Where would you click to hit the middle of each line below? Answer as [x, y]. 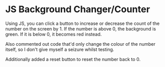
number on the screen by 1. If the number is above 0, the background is [81, 28]
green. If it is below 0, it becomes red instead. [54, 34]
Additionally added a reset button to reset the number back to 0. [73, 59]
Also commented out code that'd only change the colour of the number [80, 44]
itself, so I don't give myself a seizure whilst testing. [60, 49]
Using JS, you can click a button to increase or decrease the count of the [82, 23]
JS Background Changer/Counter [78, 9]
